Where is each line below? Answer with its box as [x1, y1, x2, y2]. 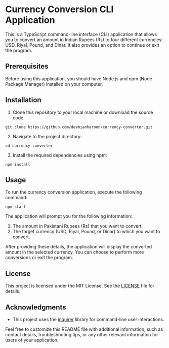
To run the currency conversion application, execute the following [5, 189, 142, 195]
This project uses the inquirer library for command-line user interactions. [12, 317, 164, 322]
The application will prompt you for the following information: [5, 213, 133, 219]
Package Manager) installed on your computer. [5, 81, 103, 87]
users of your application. [5, 337, 59, 343]
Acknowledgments [5, 303, 67, 311]
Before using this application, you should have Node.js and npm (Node [5, 75, 153, 82]
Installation [5, 96, 41, 105]
